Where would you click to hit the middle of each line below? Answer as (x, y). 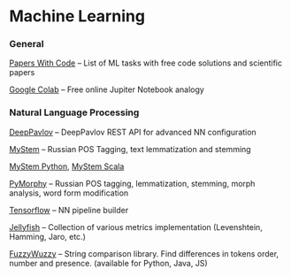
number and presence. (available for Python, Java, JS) (108, 263)
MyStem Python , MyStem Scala (67, 166)
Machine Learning (77, 16)
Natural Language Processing (74, 112)
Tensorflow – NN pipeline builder (69, 210)
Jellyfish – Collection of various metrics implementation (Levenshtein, (136, 227)
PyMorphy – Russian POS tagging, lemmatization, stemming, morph (132, 183)
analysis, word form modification (69, 193)
